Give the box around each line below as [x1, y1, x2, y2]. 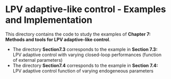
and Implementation [5, 14, 93, 26]
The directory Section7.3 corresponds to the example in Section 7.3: [12, 46, 158, 52]
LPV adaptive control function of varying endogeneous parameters [12, 67, 154, 74]
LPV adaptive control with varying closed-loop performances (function [12, 52, 162, 58]
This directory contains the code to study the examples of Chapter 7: [5, 31, 151, 37]
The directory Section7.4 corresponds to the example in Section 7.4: [12, 62, 158, 68]
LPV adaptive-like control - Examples [5, 4, 166, 15]
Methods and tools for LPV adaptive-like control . [5, 36, 111, 43]
